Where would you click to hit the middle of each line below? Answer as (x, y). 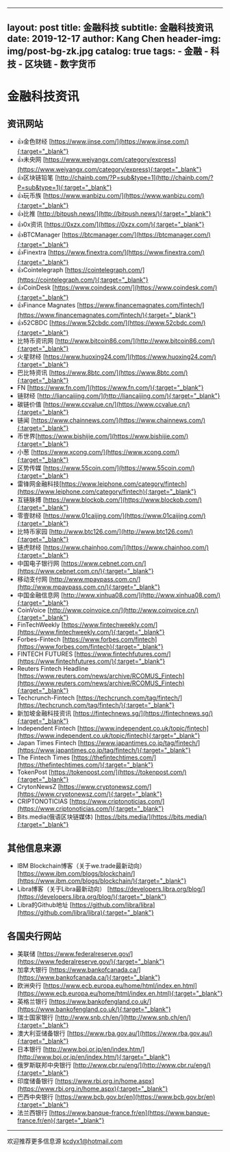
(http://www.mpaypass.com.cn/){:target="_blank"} (89, 587)
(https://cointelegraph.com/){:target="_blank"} (82, 280)
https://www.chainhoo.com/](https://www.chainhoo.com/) (127, 548)
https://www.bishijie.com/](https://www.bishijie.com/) (113, 436)
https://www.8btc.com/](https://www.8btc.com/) (119, 373)
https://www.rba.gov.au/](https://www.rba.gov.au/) (141, 1033)
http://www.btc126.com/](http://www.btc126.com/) (122, 532)
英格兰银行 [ (34, 1001)
